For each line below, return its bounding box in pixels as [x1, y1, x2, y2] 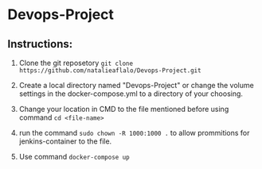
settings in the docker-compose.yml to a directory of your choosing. [18, 89, 244, 98]
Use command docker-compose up [18, 152, 130, 161]
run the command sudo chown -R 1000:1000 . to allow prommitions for [18, 129, 250, 137]
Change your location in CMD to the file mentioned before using [18, 105, 229, 113]
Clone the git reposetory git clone [18, 58, 133, 67]
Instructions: [7, 37, 73, 51]
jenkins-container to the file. [18, 136, 112, 146]
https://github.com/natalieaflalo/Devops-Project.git [18, 67, 201, 75]
